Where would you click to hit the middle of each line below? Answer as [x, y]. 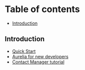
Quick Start [24, 51]
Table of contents [42, 9]
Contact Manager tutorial [38, 62]
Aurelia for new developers [40, 56]
